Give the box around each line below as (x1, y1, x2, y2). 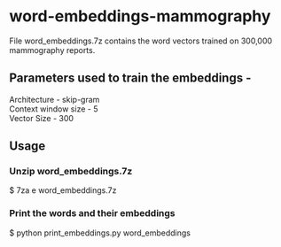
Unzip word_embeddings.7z (9, 166, 133, 178)
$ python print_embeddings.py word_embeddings (9, 228, 191, 238)
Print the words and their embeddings (9, 207, 176, 220)
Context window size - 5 (9, 104, 98, 114)
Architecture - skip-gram (9, 94, 100, 104)
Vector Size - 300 (9, 112, 74, 123)
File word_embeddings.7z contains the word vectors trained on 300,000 (9, 35, 273, 46)
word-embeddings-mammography (9, 6, 271, 27)
